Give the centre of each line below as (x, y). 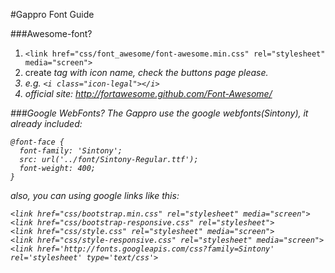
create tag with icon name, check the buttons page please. (146, 72)
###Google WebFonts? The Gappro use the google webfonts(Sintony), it (159, 113)
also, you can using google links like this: (95, 195)
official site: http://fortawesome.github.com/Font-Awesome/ (148, 93)
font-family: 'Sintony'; (71, 151)
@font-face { (37, 142)
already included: (46, 123)
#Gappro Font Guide (52, 14)
